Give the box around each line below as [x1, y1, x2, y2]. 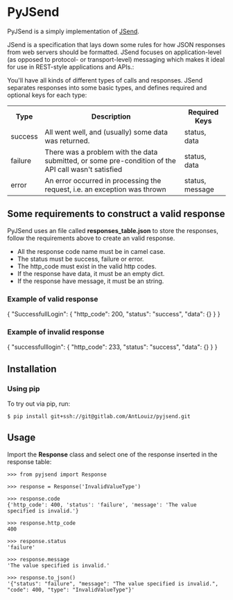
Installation [7, 363, 57, 375]
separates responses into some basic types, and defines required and [7, 83, 207, 92]
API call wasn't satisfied [44, 164, 123, 174]
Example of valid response [7, 294, 98, 304]
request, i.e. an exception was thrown [44, 185, 166, 194]
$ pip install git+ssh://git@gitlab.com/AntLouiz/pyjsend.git [7, 413, 191, 420]
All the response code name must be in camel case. [17, 247, 166, 255]
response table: [7, 457, 52, 465]
